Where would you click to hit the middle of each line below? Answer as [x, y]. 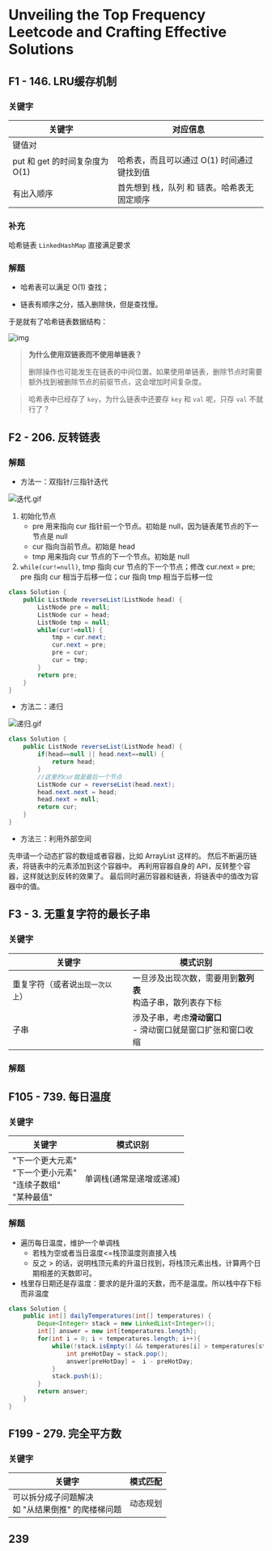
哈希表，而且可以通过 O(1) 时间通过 [185, 160]
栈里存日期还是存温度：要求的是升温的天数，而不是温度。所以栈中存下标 [140, 1283]
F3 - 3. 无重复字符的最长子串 [80, 914]
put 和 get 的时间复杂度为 [61, 161]
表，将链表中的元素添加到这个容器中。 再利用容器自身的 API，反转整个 [126, 865]
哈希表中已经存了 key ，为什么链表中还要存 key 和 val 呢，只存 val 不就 [146, 399]
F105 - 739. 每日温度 [60, 1097]
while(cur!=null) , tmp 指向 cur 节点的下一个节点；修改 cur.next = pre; [138, 567]
